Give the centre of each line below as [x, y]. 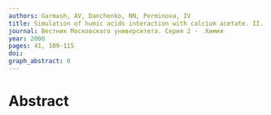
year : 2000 [27, 38]
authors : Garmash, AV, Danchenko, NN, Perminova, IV [100, 16]
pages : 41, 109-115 [42, 46]
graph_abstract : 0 [39, 62]
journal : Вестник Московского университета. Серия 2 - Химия [116, 31]
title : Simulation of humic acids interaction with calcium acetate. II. [136, 23]
